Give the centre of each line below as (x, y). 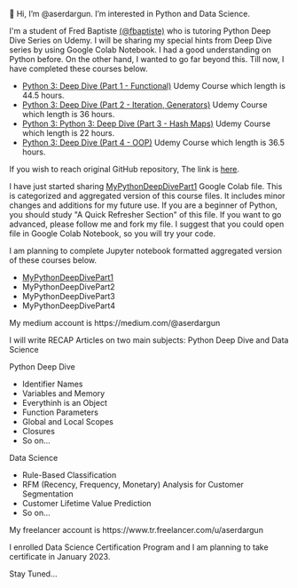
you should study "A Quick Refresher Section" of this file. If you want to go (145, 215)
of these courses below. (53, 260)
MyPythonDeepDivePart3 (68, 296)
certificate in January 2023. (60, 556)
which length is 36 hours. (68, 114)
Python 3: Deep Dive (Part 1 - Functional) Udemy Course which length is (154, 86)
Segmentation (47, 494)
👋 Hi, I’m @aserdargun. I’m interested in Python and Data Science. (130, 14)
